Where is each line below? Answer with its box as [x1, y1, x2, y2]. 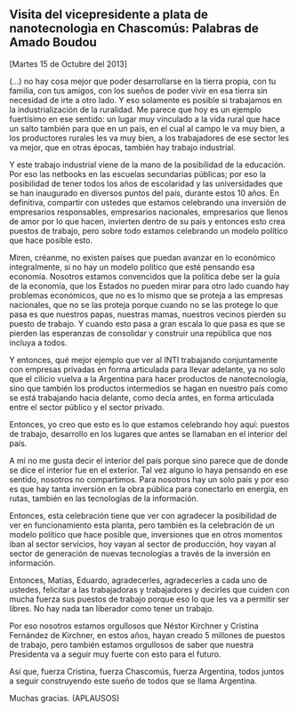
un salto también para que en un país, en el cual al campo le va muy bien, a [9, 123, 286, 133]
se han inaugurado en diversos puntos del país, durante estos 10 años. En [9, 187, 280, 198]
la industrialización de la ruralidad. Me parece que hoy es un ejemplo [9, 104, 262, 115]
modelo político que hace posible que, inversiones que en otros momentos [9, 529, 283, 539]
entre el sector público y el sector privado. [9, 401, 165, 412]
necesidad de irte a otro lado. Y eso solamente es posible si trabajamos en [9, 94, 283, 105]
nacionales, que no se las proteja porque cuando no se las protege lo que [9, 299, 278, 310]
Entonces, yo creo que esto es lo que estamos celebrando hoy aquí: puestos [9, 418, 290, 430]
